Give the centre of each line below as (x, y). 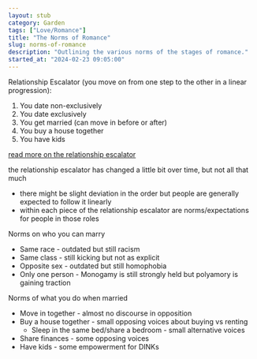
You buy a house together (61, 130)
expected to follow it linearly (65, 201)
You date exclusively (53, 114)
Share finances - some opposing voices (84, 338)
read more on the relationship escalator (72, 154)
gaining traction (45, 282)
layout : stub (30, 15)
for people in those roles (60, 219)
